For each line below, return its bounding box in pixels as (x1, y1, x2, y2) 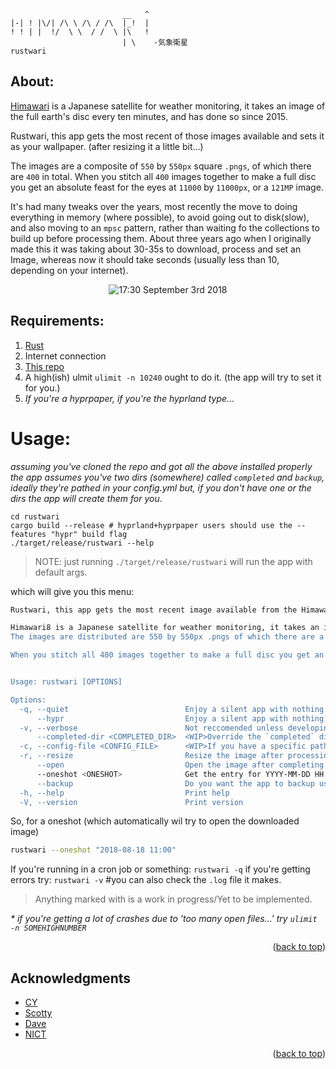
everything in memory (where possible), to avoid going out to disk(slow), (10, 211, 310, 223)
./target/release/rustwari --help (10, 538, 155, 548)
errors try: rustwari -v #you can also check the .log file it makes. (10, 874, 282, 886)
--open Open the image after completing (36, 760, 325, 770)
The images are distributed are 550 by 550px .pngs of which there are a (10, 632, 325, 642)
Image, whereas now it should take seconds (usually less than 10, (10, 253, 280, 265)
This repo (24, 360, 65, 372)
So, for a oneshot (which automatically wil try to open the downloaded (10, 815, 300, 827)
